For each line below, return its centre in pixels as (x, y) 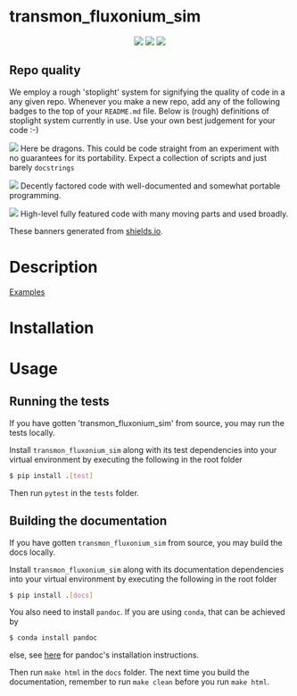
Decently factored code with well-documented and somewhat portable (150, 186)
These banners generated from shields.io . (86, 231)
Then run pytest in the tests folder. (74, 492)
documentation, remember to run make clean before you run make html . (140, 682)
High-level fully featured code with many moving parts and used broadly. (154, 214)
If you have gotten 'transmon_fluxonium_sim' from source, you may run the (147, 423)
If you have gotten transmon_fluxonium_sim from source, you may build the (146, 542)
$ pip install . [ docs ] (51, 595)
